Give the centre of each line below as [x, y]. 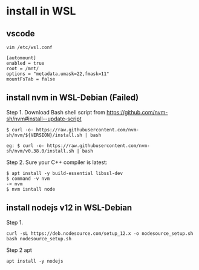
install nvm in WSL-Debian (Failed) [73, 98]
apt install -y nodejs [35, 261]
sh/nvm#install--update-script [44, 119]
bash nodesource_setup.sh [39, 239]
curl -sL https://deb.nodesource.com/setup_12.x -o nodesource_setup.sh [100, 233]
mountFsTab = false [31, 79]
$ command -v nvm [28, 179]
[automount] [21, 58]
